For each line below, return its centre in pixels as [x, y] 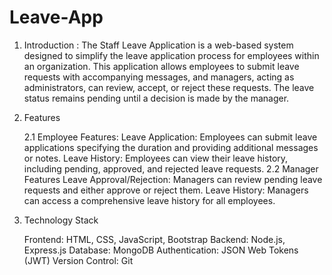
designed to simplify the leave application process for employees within [171, 55]
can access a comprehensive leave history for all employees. [149, 200]
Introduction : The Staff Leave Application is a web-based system [158, 45]
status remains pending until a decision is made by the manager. [156, 98]
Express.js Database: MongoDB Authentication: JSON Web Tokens [161, 250]
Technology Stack [61, 220]
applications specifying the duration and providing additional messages [171, 147]
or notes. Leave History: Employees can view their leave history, [156, 158]
